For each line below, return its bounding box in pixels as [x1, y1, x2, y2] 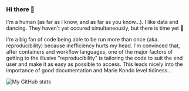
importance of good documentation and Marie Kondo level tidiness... [6, 67, 172, 74]
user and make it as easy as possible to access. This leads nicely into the [6, 61, 183, 68]
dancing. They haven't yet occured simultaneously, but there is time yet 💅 [6, 24, 184, 32]
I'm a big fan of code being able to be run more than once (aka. [6, 36, 160, 43]
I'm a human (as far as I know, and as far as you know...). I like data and [6, 19, 179, 26]
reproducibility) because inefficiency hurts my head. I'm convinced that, [6, 42, 180, 49]
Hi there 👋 [6, 5, 35, 13]
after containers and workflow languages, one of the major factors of [6, 48, 173, 55]
